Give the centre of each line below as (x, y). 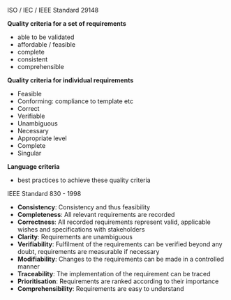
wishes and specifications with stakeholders (81, 229)
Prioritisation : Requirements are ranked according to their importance (118, 281)
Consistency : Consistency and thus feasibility (84, 207)
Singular (29, 153)
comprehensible (40, 67)
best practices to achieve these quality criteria (84, 180)
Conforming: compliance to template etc (75, 101)
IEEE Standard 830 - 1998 (44, 194)
